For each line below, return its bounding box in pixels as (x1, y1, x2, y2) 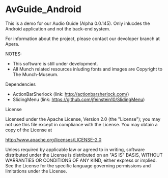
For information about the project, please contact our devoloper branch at (5, 35, 160, 42)
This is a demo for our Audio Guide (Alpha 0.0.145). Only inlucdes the (5, 20, 150, 26)
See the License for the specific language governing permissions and (5, 162, 151, 168)
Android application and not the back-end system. (5, 25, 110, 31)
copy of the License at (5, 127, 52, 133)
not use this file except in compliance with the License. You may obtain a (5, 121, 158, 127)
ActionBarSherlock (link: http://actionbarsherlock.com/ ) (12, 91, 129, 97)
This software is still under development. (12, 60, 98, 66)
